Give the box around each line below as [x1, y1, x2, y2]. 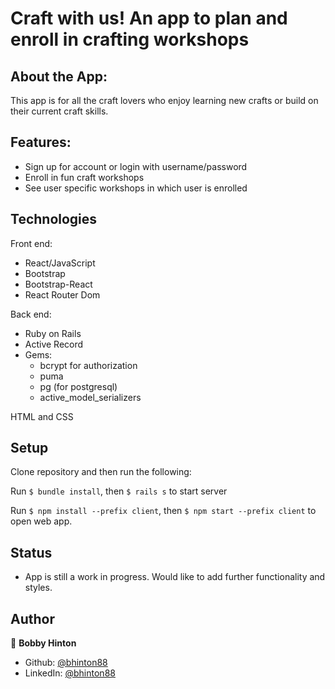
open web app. [10, 515, 73, 527]
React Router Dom [24, 288, 101, 301]
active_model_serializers [39, 391, 142, 403]
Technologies [10, 211, 98, 228]
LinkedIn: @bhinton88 [24, 667, 116, 679]
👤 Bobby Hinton [10, 637, 77, 649]
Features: [10, 134, 72, 151]
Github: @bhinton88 [24, 657, 108, 669]
